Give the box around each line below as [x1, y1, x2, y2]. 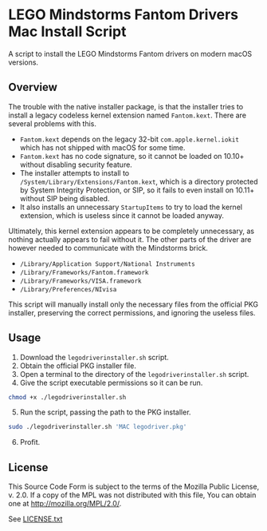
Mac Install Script [8, 22, 127, 41]
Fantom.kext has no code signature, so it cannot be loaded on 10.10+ [19, 151, 245, 160]
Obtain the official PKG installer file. [19, 361, 137, 371]
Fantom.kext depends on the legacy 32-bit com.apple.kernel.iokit [19, 134, 239, 144]
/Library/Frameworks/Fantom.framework [19, 268, 149, 276]
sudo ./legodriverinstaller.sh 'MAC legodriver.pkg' [8, 423, 187, 431]
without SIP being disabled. [19, 193, 110, 203]
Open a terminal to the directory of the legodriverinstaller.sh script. [19, 369, 249, 378]
